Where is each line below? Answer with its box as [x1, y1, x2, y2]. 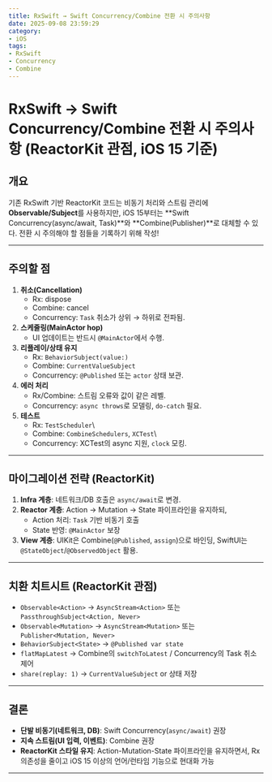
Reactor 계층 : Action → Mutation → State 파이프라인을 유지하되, [19, 505, 227, 515]
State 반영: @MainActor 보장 [32, 525, 121, 535]
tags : [8, 42, 27, 50]
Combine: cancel [32, 302, 89, 313]
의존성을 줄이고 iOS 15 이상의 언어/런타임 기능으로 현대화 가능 [19, 756, 215, 766]
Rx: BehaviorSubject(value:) [32, 352, 129, 361]
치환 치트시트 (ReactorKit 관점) [8, 579, 158, 593]
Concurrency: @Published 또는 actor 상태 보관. [32, 370, 184, 380]
